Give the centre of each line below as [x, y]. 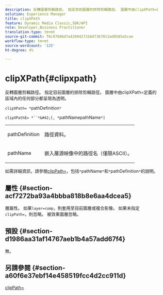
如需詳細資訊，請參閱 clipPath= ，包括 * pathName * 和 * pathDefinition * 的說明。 [81, 171]
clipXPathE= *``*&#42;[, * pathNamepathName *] [55, 117]
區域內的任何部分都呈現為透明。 [37, 98]
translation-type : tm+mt [30, 32]
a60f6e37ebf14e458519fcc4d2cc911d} [65, 276]
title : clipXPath [23, 18]
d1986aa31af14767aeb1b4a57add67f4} [65, 239]
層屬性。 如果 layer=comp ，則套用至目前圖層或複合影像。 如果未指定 [72, 208]
